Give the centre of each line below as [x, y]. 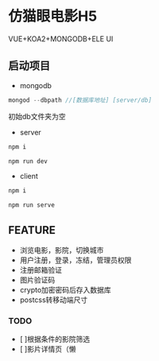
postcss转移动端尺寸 [54, 300]
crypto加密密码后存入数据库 [65, 289]
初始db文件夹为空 [37, 116]
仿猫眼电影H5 [53, 16]
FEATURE [32, 230]
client [29, 177]
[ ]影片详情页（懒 [48, 349]
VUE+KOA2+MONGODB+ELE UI [61, 39]
